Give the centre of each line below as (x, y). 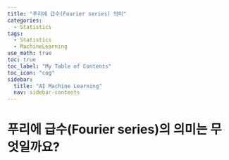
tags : (15, 33)
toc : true (22, 60)
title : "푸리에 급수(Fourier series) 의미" (67, 14)
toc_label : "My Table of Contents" (60, 66)
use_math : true (30, 54)
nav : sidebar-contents (47, 92)
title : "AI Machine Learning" (58, 86)
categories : (25, 20)
